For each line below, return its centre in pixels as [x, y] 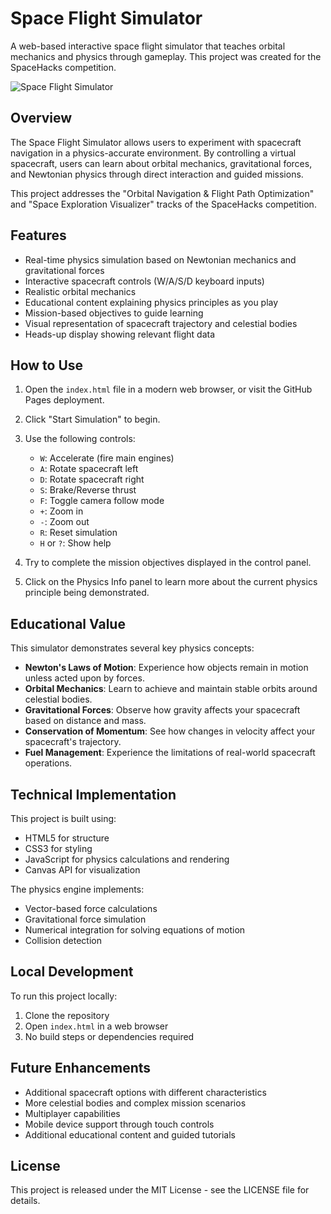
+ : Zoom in [61, 511]
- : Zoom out [64, 522]
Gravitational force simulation [85, 919]
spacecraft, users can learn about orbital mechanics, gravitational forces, [161, 163]
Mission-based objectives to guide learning [114, 313]
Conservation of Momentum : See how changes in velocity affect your [170, 731]
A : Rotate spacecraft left [89, 469]
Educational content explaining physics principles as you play [151, 302]
